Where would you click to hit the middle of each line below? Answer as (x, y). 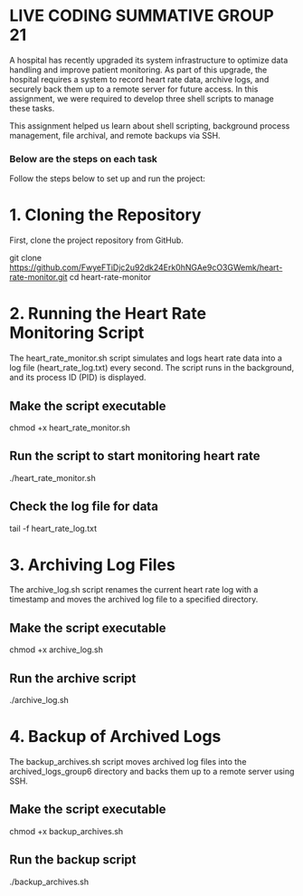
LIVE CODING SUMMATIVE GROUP (142, 16)
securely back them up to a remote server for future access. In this (134, 89)
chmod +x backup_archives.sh (66, 831)
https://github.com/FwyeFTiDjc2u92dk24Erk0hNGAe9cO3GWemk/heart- (146, 267)
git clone (26, 258)
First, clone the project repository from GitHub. (96, 240)
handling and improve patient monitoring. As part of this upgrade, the (138, 70)
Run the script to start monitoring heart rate (135, 456)
